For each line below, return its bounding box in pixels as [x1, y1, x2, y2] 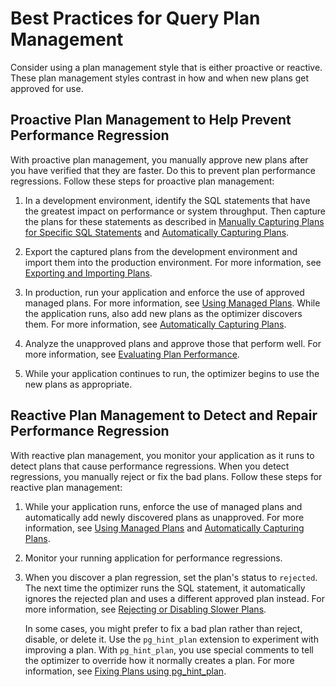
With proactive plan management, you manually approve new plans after [10, 153, 309, 166]
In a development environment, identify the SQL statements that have [24, 194, 311, 206]
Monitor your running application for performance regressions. [24, 552, 283, 564]
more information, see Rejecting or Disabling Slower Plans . [24, 603, 267, 615]
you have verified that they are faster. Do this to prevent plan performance [10, 164, 316, 176]
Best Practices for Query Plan [10, 7, 261, 30]
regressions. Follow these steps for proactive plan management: [10, 175, 275, 187]
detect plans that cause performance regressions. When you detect [10, 460, 290, 472]
